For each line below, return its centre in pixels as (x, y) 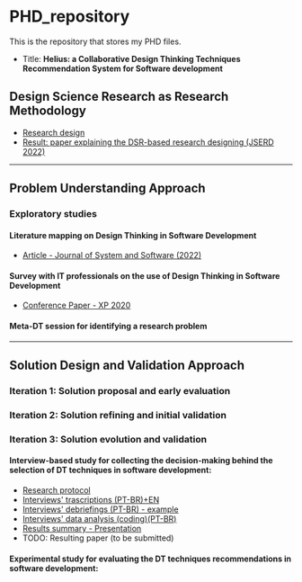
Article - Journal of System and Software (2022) (112, 255)
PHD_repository (70, 17)
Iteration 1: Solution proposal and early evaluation (120, 390)
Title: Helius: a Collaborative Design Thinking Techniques (131, 58)
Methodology (48, 111)
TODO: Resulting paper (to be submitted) (98, 538)
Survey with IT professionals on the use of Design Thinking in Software (145, 275)
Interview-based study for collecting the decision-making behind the (141, 461)
